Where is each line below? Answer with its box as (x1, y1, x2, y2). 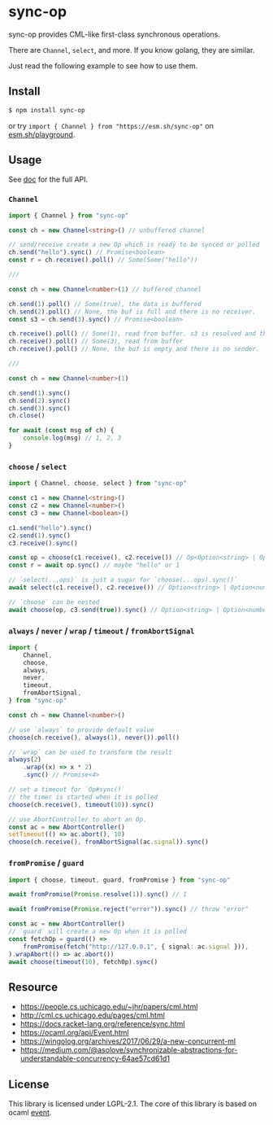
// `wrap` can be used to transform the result (8, 748, 173, 756)
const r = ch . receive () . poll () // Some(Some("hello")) (8, 256, 198, 265)
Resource (8, 980, 58, 994)
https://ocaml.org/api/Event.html (19, 1028, 129, 1038)
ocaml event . (8, 1108, 52, 1117)
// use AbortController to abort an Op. (8, 815, 148, 824)
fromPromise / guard (8, 857, 84, 869)
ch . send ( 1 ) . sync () (8, 389, 71, 397)
